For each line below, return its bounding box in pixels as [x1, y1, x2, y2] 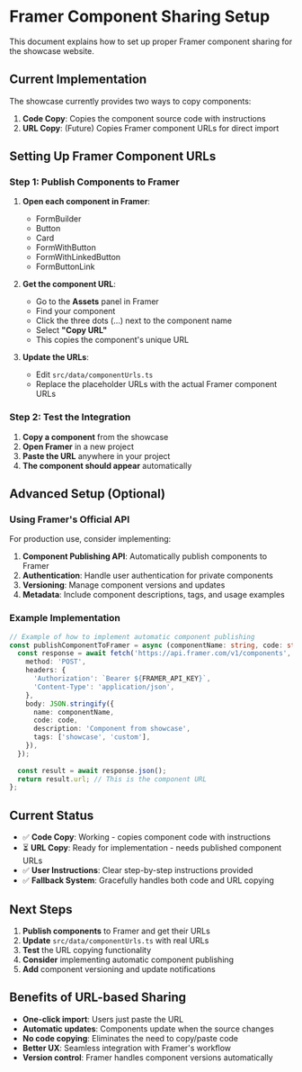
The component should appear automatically [22, 460, 192, 471]
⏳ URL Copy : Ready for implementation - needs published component [22, 842, 282, 853]
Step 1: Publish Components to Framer [9, 176, 180, 188]
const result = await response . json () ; [17, 766, 167, 775]
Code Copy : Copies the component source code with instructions [22, 113, 267, 123]
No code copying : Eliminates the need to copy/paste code [22, 1032, 239, 1043]
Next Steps [9, 902, 73, 917]
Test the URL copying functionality [22, 944, 152, 955]
